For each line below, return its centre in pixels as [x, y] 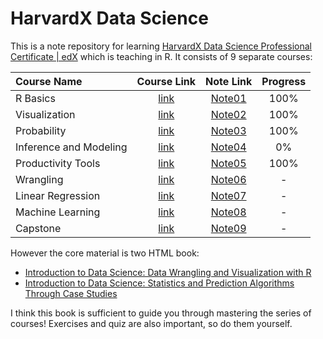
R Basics [35, 98]
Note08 [228, 212]
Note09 [228, 228]
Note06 [228, 179]
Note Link [229, 81]
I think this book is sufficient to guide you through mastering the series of [161, 313]
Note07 [228, 195]
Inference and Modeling [71, 147]
